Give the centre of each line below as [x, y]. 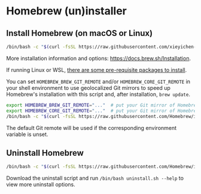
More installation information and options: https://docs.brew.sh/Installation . [99, 58]
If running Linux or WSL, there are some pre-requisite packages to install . [97, 69]
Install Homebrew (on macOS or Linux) [80, 33]
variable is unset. [27, 134]
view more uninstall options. [41, 184]
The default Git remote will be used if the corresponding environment [92, 128]
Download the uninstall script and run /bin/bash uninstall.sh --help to [95, 178]
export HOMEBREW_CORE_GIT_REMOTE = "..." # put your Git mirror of [91, 111]
